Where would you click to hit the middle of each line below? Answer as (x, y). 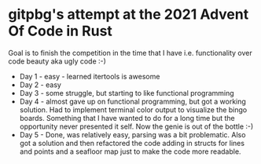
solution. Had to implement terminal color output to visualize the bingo (133, 109)
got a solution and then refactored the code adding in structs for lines (132, 143)
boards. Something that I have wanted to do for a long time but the (127, 118)
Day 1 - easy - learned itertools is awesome (90, 76)
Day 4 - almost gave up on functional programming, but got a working (132, 101)
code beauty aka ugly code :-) (57, 61)
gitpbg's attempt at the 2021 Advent (129, 15)
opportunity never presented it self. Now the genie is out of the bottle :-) (136, 126)
